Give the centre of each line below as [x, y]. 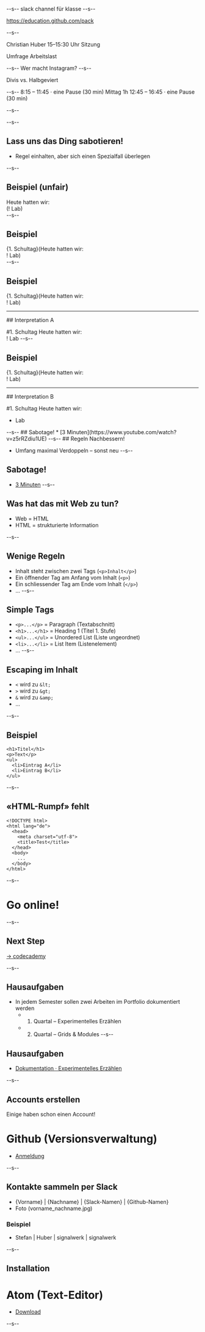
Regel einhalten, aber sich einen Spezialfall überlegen [83, 156]
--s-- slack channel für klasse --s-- [51, 9]
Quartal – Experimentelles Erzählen [77, 1022]
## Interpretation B [30, 397]
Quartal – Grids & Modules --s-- [74, 1034]
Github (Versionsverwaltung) [82, 1139]
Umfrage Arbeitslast [32, 56]
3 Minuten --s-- [35, 484]
